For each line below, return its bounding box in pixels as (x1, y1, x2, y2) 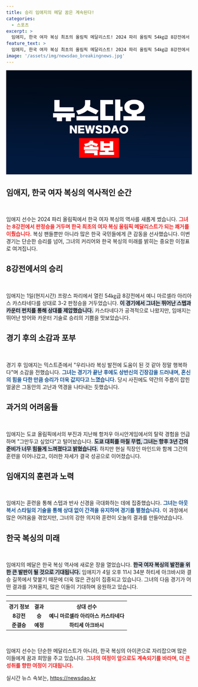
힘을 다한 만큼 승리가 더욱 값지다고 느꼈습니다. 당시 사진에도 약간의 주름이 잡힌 (12, 376, 190, 383)
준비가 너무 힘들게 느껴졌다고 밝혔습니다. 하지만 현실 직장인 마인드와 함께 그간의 (6, 445, 188, 452)
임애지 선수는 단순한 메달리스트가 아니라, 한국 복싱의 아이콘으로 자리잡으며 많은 (6, 647, 187, 654)
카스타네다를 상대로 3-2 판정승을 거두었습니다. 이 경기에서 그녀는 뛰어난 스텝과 (12, 299, 192, 306)
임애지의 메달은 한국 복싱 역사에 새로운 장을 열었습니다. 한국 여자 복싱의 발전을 (6, 561, 184, 568)
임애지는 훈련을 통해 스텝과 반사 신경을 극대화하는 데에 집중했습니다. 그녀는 (6, 499, 178, 506)
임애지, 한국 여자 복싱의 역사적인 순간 (6, 187, 132, 197)
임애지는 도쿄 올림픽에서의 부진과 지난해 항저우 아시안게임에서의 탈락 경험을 (6, 430, 180, 437)
